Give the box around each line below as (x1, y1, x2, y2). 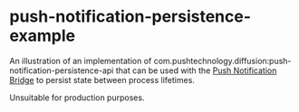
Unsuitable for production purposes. (9, 92, 145, 103)
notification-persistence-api (9, 65, 114, 76)
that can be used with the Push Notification (115, 65, 277, 76)
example (9, 25, 76, 46)
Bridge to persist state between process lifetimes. (9, 74, 195, 85)
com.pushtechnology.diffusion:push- (153, 55, 292, 66)
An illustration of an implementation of (9, 55, 152, 66)
